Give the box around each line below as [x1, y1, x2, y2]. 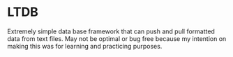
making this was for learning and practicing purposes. [7, 42, 163, 50]
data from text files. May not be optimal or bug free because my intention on [7, 34, 227, 42]
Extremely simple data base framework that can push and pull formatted [7, 27, 215, 35]
